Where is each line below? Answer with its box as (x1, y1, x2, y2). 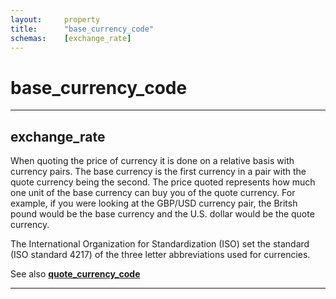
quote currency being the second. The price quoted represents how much (10, 176, 316, 188)
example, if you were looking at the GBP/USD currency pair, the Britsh (10, 197, 298, 210)
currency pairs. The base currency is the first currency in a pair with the (10, 166, 307, 178)
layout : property (10, 14, 101, 25)
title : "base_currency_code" (10, 24, 155, 34)
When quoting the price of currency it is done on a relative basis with (10, 155, 295, 167)
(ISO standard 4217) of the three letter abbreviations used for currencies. (10, 249, 311, 261)
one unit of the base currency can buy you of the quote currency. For (10, 187, 296, 199)
